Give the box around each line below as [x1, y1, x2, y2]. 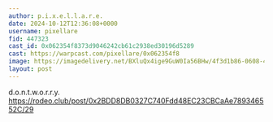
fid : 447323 [8, 34, 49, 43]
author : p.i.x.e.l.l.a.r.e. [8, 11, 104, 20]
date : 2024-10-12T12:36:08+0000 [8, 20, 118, 28]
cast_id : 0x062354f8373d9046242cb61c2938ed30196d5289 [8, 42, 195, 50]
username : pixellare [8, 27, 79, 35]
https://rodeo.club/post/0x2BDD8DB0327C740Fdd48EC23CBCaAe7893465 [8, 95, 264, 106]
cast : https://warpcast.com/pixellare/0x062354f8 [8, 50, 180, 58]
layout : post [8, 65, 53, 73]
